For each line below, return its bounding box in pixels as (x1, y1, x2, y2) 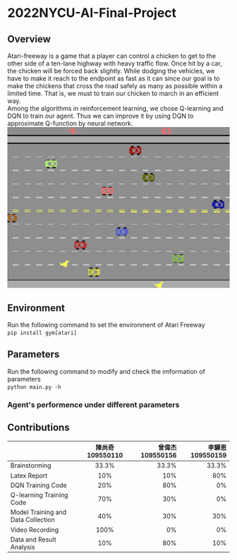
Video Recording (10, 525, 59, 534)
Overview (7, 33, 51, 45)
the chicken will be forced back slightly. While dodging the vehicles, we (7, 67, 215, 75)
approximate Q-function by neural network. (7, 119, 133, 128)
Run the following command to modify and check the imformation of (7, 367, 206, 375)
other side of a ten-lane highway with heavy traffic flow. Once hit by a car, (7, 59, 222, 68)
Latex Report (10, 471, 48, 480)
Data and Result (10, 535, 56, 544)
